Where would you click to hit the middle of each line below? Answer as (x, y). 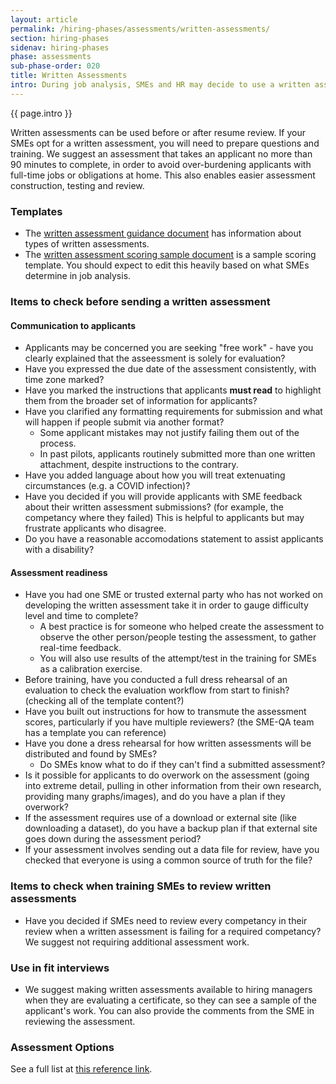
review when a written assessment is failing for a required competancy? (173, 931)
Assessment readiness (59, 572)
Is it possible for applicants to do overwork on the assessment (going (167, 775)
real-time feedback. (80, 648)
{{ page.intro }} (41, 113)
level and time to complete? (81, 616)
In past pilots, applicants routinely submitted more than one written (177, 454)
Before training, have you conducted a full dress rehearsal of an (156, 680)
